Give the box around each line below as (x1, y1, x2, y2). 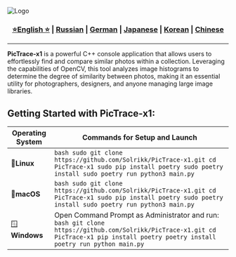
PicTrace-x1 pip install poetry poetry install (53, 233, 216, 242)
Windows (11, 230, 44, 240)
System (15, 137, 42, 147)
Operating (11, 128, 47, 138)
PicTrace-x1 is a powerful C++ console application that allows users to (7, 50, 212, 58)
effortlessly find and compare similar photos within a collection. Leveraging (7, 57, 225, 66)
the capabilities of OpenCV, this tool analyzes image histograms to (7, 65, 199, 73)
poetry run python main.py (53, 240, 145, 249)
